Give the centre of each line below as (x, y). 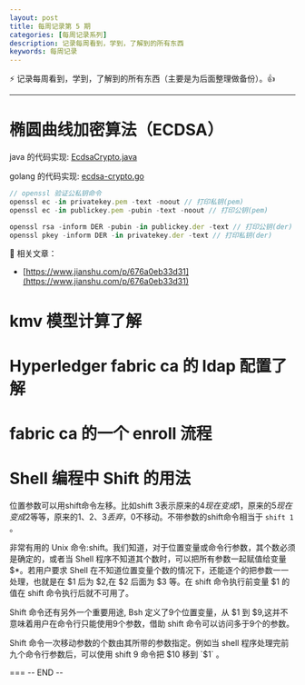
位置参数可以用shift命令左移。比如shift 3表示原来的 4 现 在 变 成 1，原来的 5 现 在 (151, 505)
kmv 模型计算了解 (76, 321)
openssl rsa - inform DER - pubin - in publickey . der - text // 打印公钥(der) (151, 227)
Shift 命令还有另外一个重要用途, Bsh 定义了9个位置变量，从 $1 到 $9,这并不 (149, 612)
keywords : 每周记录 (44, 52)
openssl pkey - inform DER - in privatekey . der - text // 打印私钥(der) (141, 235)
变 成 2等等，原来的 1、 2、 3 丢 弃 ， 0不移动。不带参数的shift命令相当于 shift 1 (152, 516)
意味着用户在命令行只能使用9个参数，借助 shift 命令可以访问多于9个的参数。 (152, 623)
